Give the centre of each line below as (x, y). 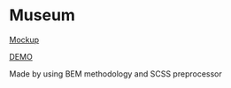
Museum (42, 15)
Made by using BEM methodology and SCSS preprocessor (116, 73)
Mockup (24, 40)
